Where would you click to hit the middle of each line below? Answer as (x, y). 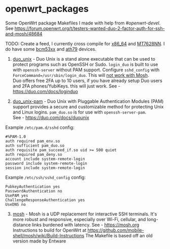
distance (22, 225)
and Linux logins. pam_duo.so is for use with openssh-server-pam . (79, 112)
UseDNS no (16, 204)
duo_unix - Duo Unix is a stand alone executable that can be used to (84, 59)
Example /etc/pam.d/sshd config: (40, 127)
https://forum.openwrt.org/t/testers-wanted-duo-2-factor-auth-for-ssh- (90, 28)
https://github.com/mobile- (116, 230)
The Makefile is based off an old (119, 235)
